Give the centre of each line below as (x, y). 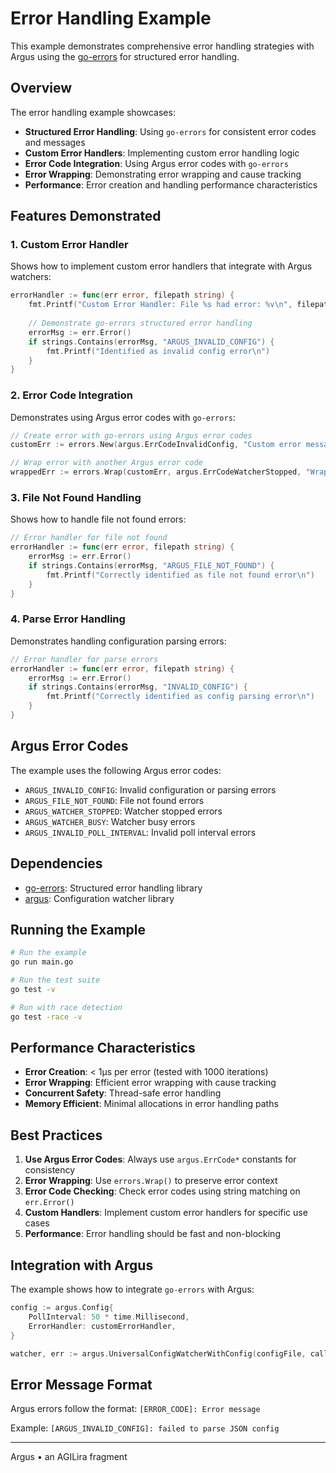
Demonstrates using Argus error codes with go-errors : (123, 417)
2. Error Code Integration (72, 395)
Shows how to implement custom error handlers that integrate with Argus (161, 266)
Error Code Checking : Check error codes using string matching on (162, 1191)
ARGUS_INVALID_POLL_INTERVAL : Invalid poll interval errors (140, 832)
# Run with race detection (66, 1007)
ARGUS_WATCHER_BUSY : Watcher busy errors (110, 821)
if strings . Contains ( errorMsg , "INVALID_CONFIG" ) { (138, 687)
